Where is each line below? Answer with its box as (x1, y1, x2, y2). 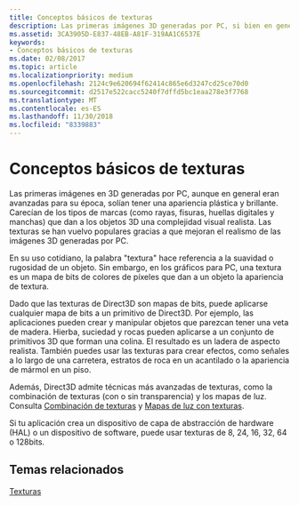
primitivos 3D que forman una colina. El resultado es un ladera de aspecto (9, 335, 280, 347)
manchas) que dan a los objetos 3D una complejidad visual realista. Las (9, 216, 271, 227)
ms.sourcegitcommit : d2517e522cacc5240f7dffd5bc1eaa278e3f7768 (9, 87, 249, 96)
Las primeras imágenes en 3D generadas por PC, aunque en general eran (9, 188, 279, 198)
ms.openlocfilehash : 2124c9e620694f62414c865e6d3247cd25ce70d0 (9, 79, 249, 88)
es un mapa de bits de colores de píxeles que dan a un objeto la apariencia (9, 271, 284, 282)
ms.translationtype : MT (9, 95, 98, 105)
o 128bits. (9, 437, 45, 447)
